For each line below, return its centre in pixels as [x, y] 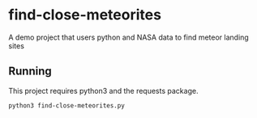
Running [30, 72]
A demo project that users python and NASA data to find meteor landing [128, 37]
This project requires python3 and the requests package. [103, 91]
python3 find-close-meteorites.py [67, 105]
